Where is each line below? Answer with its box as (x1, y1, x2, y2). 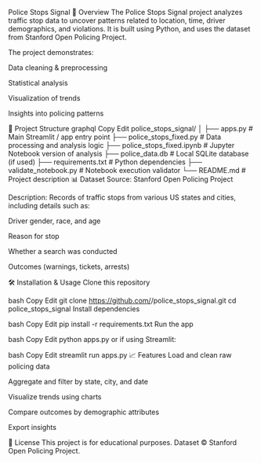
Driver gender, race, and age (8, 216, 101, 226)
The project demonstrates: (8, 48, 94, 57)
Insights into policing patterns (8, 108, 104, 118)
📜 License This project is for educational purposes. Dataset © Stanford (8, 438, 237, 447)
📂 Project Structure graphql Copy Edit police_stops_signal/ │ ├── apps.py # (8, 124, 253, 133)
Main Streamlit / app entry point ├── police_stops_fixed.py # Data (8, 132, 222, 141)
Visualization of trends (8, 94, 81, 102)
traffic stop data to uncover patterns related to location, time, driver (8, 16, 226, 25)
